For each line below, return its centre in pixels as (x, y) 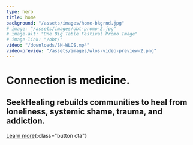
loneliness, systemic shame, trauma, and (85, 112)
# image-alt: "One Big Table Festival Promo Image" (72, 34)
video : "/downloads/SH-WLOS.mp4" (48, 46)
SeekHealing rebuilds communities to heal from (97, 102)
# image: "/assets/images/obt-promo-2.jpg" (61, 28)
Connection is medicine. (68, 80)
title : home (21, 17)
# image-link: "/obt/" (34, 40)
